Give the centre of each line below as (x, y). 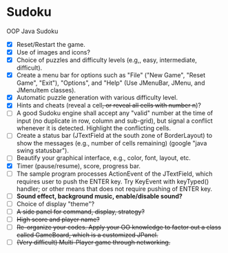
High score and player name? (58, 219)
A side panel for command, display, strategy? (81, 212)
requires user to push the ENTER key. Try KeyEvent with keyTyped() (113, 181)
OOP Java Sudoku (32, 31)
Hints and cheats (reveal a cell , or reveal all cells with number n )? (108, 105)
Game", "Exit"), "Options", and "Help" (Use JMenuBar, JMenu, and (111, 83)
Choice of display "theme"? (55, 203)
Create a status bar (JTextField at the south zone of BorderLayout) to (114, 136)
